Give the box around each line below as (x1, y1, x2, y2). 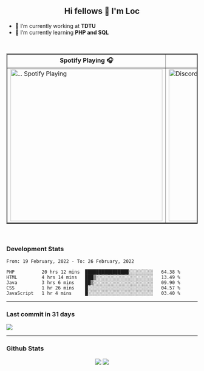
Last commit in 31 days (6, 310, 75, 319)
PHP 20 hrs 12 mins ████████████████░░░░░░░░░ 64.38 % (6, 269, 181, 276)
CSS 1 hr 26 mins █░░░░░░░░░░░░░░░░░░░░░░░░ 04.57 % (6, 285, 181, 291)
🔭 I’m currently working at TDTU (15, 22, 96, 29)
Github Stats (6, 344, 44, 353)
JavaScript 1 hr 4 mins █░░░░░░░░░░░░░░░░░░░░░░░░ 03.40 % (6, 290, 181, 297)
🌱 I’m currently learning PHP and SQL (15, 29, 109, 36)
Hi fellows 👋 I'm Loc (64, 6, 140, 16)
